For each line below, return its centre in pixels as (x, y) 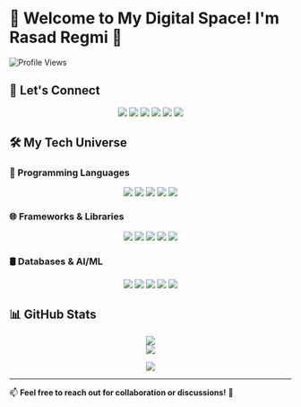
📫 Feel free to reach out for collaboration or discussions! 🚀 (121, 392)
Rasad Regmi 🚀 (66, 37)
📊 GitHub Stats (53, 315)
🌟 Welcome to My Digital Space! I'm (144, 18)
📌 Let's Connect (55, 90)
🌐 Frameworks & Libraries (67, 217)
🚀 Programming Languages (69, 173)
